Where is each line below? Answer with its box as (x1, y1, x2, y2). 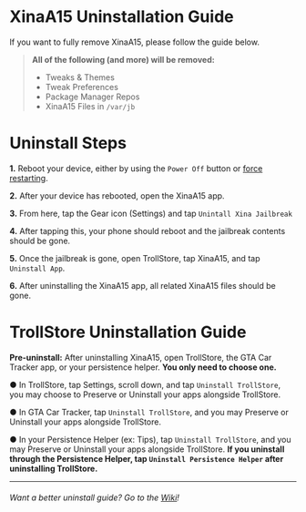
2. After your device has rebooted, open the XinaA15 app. (9, 189, 225, 201)
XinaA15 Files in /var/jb (45, 100, 136, 111)
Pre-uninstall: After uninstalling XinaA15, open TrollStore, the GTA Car (9, 352, 272, 363)
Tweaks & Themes (45, 71, 116, 83)
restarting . (9, 172, 48, 183)
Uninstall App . (9, 262, 66, 273)
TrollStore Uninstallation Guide (9, 322, 247, 343)
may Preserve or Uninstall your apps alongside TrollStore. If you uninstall (9, 444, 285, 455)
